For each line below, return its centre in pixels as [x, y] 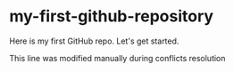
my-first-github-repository [112, 16]
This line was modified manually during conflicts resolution [117, 58]
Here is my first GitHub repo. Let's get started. [94, 41]
